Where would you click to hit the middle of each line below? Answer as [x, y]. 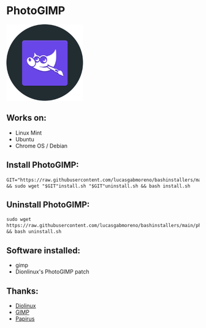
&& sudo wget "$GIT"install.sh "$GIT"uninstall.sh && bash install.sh [98, 186]
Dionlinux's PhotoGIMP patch [52, 272]
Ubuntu [25, 139]
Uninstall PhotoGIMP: [48, 205]
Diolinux [25, 306]
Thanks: [22, 291]
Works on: [27, 118]
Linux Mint [29, 133]
